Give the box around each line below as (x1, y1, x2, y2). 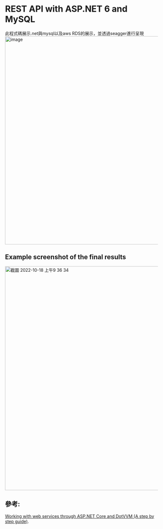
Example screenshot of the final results (5, 253, 126, 261)
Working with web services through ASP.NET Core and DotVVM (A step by (5, 513, 154, 519)
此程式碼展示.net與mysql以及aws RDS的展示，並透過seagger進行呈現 (5, 30, 144, 36)
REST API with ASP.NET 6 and (5, 3, 128, 15)
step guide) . (5, 518, 29, 524)
